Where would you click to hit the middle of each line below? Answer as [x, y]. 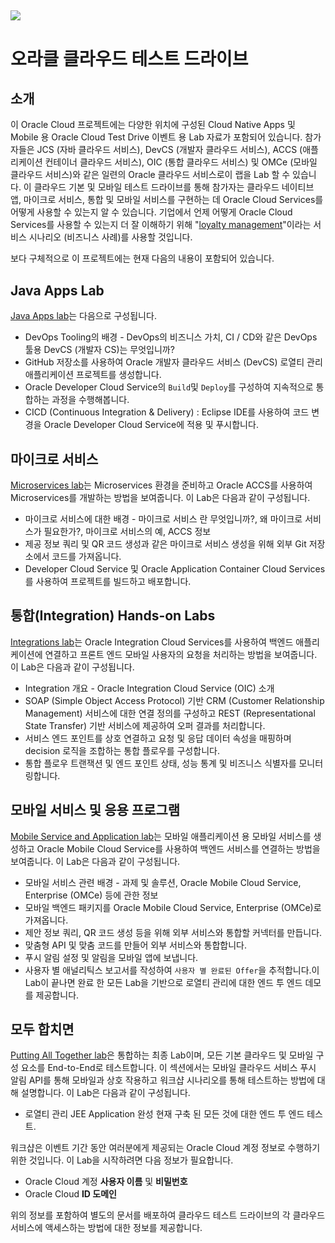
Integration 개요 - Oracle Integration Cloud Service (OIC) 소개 [149, 688]
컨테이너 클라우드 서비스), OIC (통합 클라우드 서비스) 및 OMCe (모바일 [181, 162]
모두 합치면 [42, 1029]
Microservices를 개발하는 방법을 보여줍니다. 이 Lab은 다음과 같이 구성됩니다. [160, 498]
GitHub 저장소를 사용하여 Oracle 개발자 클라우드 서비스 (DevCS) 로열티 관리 [173, 362]
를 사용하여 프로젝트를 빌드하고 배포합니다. [108, 582]
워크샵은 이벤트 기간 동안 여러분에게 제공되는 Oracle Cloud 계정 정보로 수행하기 [165, 1148]
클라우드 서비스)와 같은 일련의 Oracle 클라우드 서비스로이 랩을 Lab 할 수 [150, 175]
